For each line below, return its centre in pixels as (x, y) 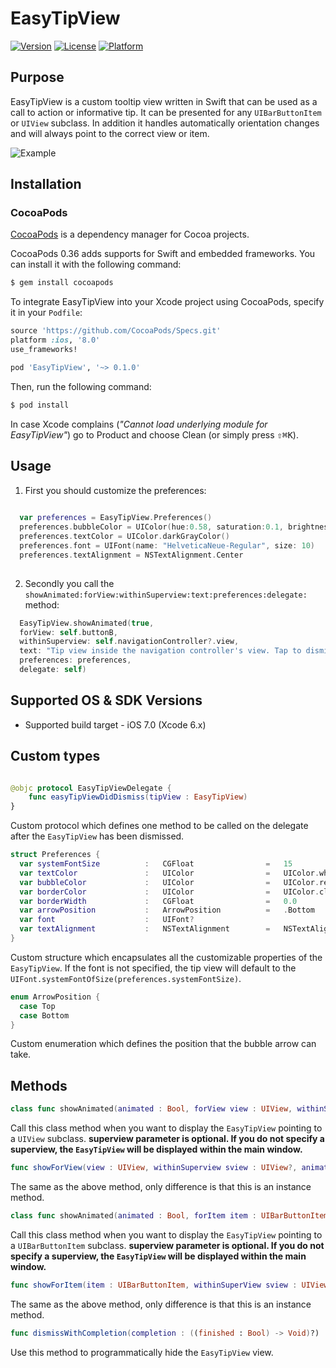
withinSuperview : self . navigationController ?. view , (129, 642)
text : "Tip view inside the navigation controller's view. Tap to (160, 651)
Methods (39, 1085)
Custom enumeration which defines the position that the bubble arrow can (163, 1044)
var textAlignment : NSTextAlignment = (145, 929)
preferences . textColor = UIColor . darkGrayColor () (124, 537)
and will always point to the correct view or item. (110, 133)
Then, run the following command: (81, 386)
